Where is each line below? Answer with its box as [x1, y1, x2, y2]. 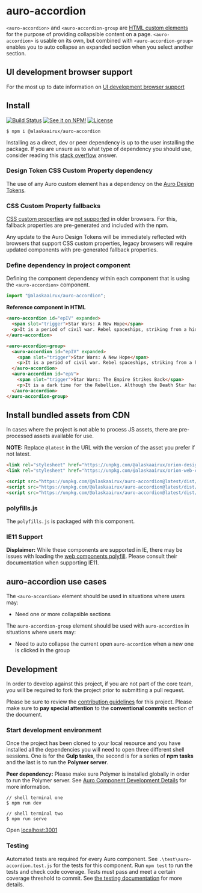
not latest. [6, 450, 31, 458]
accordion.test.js [6, 862, 52, 869]
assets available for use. [34, 432, 94, 440]
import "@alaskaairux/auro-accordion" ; [6, 293, 106, 299]
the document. [6, 711, 43, 718]
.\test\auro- [159, 856, 192, 862]
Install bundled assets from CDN [6, 410, 130, 420]
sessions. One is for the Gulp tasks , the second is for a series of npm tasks [6, 752, 194, 759]
